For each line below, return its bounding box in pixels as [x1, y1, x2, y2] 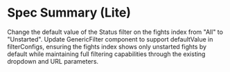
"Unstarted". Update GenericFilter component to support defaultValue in [7, 35, 213, 43]
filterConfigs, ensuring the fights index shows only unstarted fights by [7, 42, 206, 51]
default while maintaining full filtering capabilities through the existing [7, 50, 206, 58]
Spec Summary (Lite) [7, 5, 132, 21]
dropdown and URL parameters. [7, 57, 99, 65]
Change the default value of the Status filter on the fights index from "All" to [7, 28, 224, 36]
